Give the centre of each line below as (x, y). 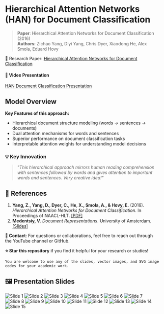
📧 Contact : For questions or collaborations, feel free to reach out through (79, 236)
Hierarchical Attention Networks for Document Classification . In (77, 210)
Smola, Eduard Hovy (38, 49)
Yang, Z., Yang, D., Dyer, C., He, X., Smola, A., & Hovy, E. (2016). (78, 205)
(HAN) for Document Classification (78, 19)
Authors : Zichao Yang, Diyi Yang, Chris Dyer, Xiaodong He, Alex (82, 43)
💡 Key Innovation (26, 156)
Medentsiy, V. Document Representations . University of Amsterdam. (82, 221)
